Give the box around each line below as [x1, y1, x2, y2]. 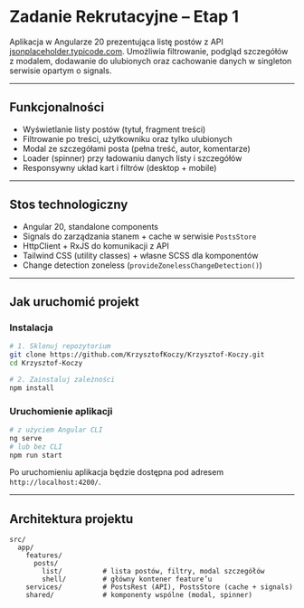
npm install [9, 383, 54, 393]
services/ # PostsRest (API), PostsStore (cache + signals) [25, 583, 294, 592]
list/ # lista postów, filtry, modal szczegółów [42, 567, 265, 576]
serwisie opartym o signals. [9, 65, 112, 76]
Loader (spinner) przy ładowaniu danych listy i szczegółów [22, 152, 242, 164]
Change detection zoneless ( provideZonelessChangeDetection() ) [22, 260, 262, 271]
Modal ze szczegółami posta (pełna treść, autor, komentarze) [22, 143, 251, 154]
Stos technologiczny [9, 197, 128, 213]
